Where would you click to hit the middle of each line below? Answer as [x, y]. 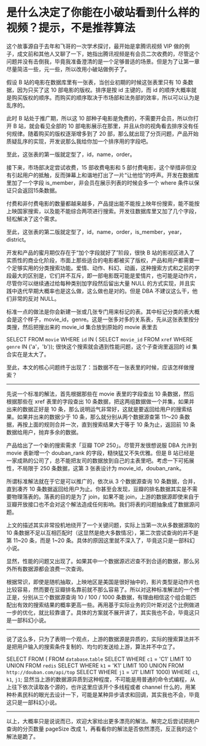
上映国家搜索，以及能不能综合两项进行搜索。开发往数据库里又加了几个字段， [103, 211]
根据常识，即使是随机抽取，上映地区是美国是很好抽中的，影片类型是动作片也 [103, 581]
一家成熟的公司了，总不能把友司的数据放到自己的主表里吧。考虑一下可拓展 [100, 460]
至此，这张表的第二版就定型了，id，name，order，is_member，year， [96, 231]
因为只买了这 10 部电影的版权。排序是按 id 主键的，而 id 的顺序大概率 [104, 90]
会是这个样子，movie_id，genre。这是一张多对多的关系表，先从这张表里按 [100, 319]
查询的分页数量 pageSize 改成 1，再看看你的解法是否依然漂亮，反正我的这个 [102, 729]
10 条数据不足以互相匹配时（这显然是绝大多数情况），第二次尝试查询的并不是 [103, 532]
